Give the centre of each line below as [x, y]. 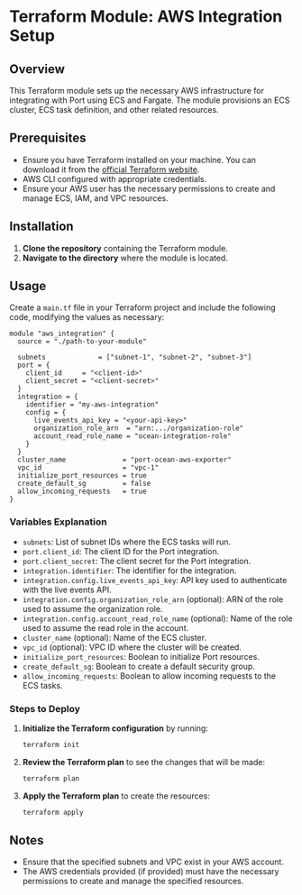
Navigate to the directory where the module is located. [125, 258]
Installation [41, 227]
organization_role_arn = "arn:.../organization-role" [138, 429]
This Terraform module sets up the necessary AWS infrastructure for [137, 91]
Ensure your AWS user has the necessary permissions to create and [149, 188]
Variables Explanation [58, 522]
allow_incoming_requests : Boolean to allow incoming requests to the [149, 676]
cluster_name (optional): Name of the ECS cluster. [114, 637]
